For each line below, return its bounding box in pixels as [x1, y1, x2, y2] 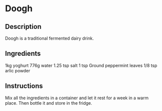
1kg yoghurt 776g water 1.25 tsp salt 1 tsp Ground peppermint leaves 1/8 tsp [5, 62, 158, 68]
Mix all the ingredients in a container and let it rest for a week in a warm [5, 95, 149, 101]
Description [5, 22, 41, 31]
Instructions [5, 82, 43, 90]
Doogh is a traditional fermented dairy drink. [5, 35, 94, 41]
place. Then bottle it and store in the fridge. [5, 100, 93, 106]
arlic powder [5, 67, 30, 73]
